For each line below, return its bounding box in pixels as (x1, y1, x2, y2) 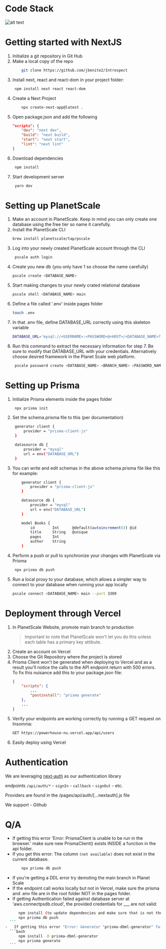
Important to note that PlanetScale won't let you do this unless (24, 634, 152, 640)
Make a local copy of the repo (12, 58, 73, 64)
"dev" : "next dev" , (21, 128, 62, 133)
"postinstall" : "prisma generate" (30, 693, 101, 698)
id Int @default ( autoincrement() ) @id (30, 525, 137, 530)
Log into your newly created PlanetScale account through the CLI (12, 245, 145, 251)
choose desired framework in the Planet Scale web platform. (12, 353, 136, 359)
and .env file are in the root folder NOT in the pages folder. (12, 891, 131, 897)
